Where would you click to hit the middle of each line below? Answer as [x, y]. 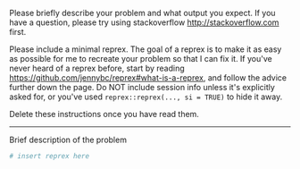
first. [18, 32]
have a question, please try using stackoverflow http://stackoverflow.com [144, 22]
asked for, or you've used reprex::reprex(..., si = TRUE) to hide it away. [146, 97]
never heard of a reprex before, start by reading [97, 68]
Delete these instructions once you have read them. [104, 114]
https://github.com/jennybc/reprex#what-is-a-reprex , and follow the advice [148, 78]
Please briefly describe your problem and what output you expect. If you [142, 13]
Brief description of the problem [68, 139]
